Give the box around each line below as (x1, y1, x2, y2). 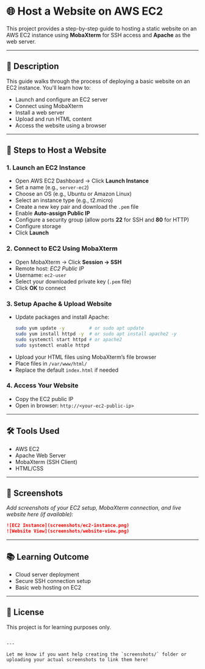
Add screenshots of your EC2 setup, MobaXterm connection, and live (6, 504, 181, 512)
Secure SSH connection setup (15, 577, 92, 585)
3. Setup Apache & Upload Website (6, 299, 112, 308)
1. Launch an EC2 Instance (6, 164, 86, 172)
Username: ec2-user (15, 271, 67, 278)
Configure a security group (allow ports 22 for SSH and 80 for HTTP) (15, 216, 189, 223)
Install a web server (15, 109, 65, 116)
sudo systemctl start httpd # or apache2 (15, 336, 122, 342)
